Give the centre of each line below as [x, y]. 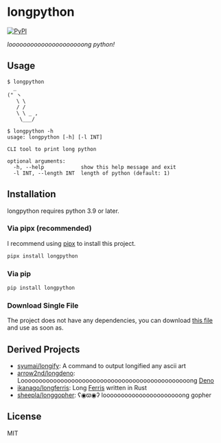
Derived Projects [44, 349]
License [24, 417]
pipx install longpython [43, 256]
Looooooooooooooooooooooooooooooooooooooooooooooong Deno [115, 380]
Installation [32, 194]
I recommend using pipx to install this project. [71, 243]
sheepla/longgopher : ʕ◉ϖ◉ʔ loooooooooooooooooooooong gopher [114, 395]
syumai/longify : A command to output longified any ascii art [102, 366]
